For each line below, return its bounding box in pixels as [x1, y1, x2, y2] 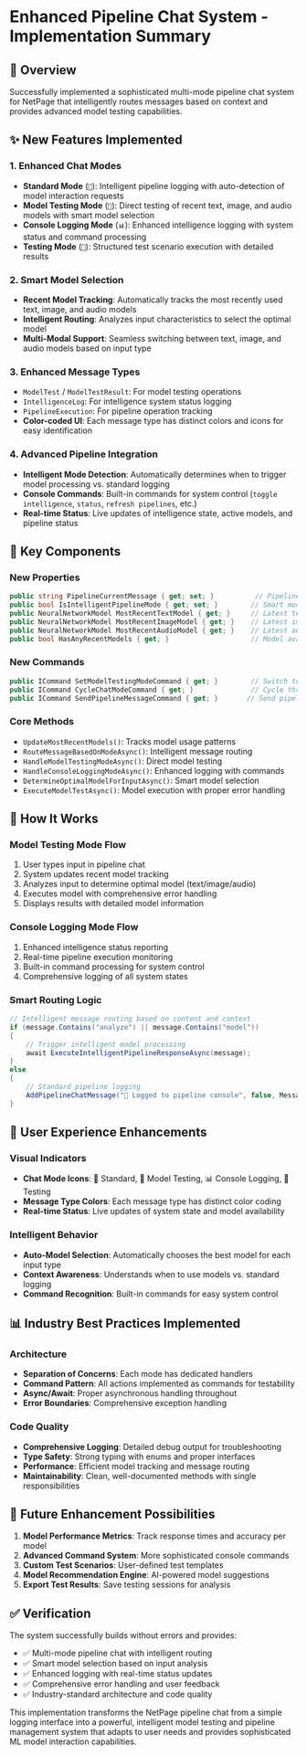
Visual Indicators [9, 1151, 87, 1164]
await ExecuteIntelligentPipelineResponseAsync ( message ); [26, 1048, 251, 1057]
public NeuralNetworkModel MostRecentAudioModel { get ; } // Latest [9, 626, 288, 635]
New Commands [9, 656, 85, 669]
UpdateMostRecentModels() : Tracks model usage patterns [22, 735, 236, 746]
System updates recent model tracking [22, 869, 169, 880]
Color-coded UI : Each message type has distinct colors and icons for [22, 416, 284, 427]
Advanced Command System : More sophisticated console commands [22, 1550, 290, 1561]
